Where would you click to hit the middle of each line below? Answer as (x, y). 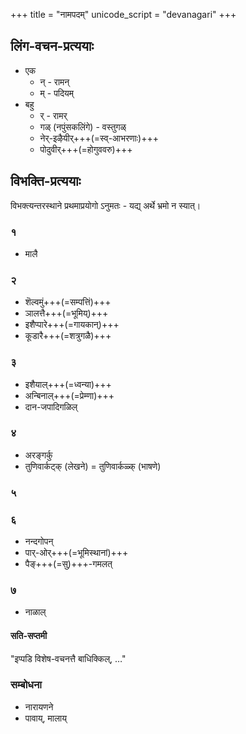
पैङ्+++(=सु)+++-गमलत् (68, 564)
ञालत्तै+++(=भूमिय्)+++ (66, 313)
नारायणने (39, 706)
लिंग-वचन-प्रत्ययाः (52, 46)
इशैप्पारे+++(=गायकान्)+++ (72, 325)
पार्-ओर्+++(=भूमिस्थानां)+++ (76, 553)
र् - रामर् (53, 115)
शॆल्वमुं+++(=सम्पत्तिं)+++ (68, 302)
